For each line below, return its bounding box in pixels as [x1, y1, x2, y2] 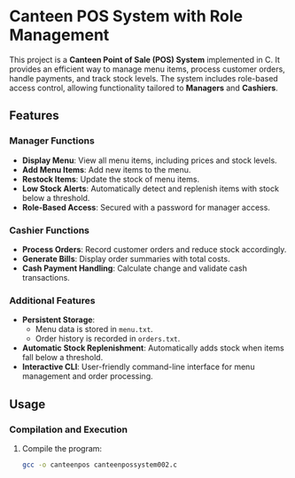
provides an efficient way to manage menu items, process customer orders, [9, 64, 285, 74]
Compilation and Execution [9, 423, 128, 436]
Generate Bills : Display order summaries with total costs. [21, 253, 230, 264]
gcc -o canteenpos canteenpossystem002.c [21, 460, 178, 469]
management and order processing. [21, 371, 153, 382]
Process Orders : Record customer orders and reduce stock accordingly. [21, 243, 287, 254]
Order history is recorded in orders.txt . [35, 334, 181, 344]
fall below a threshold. [21, 352, 104, 363]
